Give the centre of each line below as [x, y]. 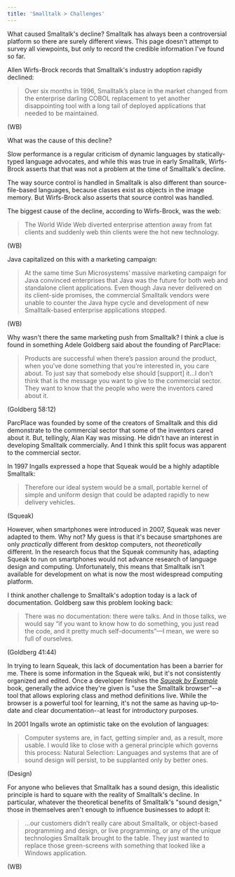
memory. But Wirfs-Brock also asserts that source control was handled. [110, 197]
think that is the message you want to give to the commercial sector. [123, 380]
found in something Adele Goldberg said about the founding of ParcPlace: [114, 344]
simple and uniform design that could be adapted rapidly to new [117, 495]
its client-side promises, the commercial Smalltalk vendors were [117, 295]
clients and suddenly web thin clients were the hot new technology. [122, 232]
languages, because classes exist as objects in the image [121, 189]
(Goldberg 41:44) [32, 652]
